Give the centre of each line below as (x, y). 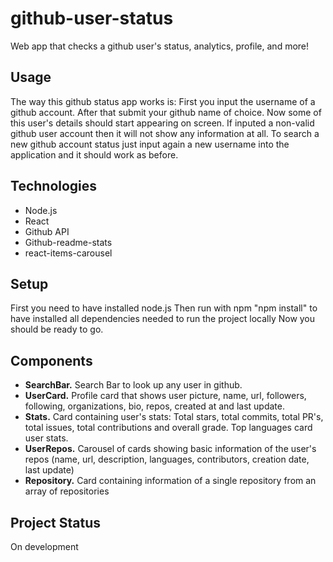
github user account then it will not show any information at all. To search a (165, 133)
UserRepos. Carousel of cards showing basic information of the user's (170, 449)
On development (44, 546)
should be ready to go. (57, 329)
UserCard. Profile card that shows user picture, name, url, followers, (165, 396)
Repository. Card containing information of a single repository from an (170, 481)
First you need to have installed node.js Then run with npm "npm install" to (164, 308)
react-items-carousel (68, 253)
